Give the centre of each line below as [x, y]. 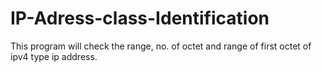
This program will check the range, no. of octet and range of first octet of [161, 46]
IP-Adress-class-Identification [140, 18]
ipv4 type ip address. [54, 56]
